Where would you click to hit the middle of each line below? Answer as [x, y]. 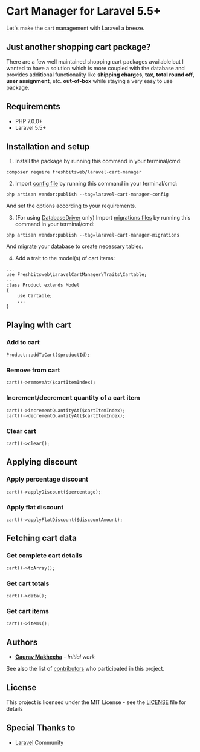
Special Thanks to [41, 728]
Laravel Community [39, 742]
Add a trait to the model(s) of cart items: [65, 258]
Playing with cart [39, 325]
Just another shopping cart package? [79, 47]
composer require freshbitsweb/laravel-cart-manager [74, 172]
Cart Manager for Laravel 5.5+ [84, 11]
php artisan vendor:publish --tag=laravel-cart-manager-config [88, 195]
